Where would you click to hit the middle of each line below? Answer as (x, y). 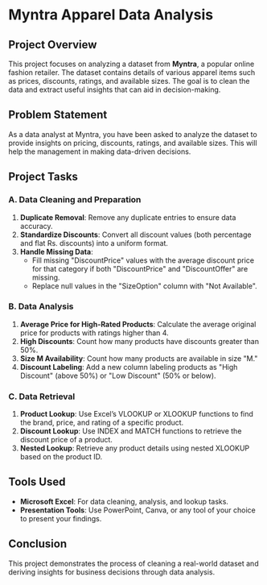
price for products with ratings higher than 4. (94, 333)
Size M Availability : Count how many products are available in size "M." (139, 358)
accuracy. (37, 226)
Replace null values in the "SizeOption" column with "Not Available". (144, 286)
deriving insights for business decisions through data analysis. (112, 572)
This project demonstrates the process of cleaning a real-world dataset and (133, 563)
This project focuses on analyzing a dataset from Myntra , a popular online (131, 64)
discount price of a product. (66, 440)
